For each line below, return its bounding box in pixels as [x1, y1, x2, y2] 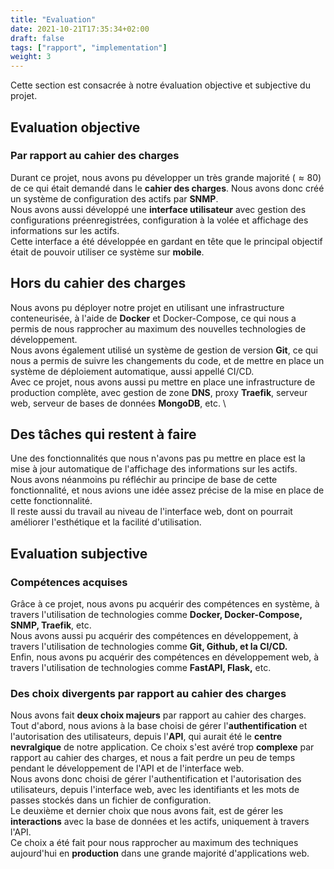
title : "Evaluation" [10, 14, 97, 25]
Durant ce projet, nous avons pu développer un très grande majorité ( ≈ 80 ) [10, 171, 322, 183]
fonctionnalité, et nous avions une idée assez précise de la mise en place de [10, 484, 325, 496]
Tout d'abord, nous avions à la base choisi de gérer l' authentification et [10, 720, 308, 732]
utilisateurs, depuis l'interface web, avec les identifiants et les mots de [10, 784, 300, 796]
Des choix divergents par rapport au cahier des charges [10, 687, 287, 701]
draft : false [10, 33, 65, 43]
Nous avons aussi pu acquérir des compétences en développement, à [10, 630, 299, 642]
